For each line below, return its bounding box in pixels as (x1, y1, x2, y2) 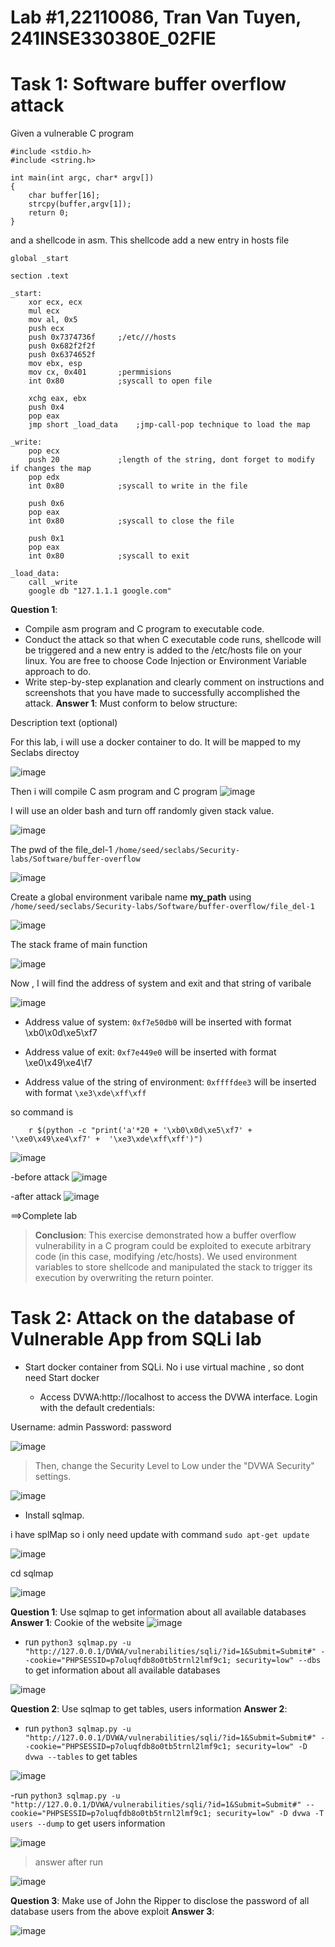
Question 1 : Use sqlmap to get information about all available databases (10, 1606, 307, 1618)
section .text (10, 271, 70, 281)
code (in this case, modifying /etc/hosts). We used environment (34, 1251, 298, 1263)
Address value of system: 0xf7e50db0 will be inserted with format (24, 1016, 292, 1028)
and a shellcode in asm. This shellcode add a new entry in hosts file (10, 234, 290, 246)
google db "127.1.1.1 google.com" (28, 586, 172, 596)
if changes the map (10, 464, 92, 474)
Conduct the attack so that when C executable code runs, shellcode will (24, 634, 322, 646)
